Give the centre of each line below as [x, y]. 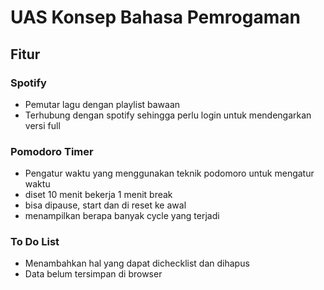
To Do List [35, 242]
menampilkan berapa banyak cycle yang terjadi [122, 216]
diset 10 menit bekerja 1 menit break [98, 195]
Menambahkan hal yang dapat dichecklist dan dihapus [137, 263]
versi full [42, 125]
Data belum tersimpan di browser [93, 274]
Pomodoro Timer [52, 151]
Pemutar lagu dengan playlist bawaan [102, 104]
